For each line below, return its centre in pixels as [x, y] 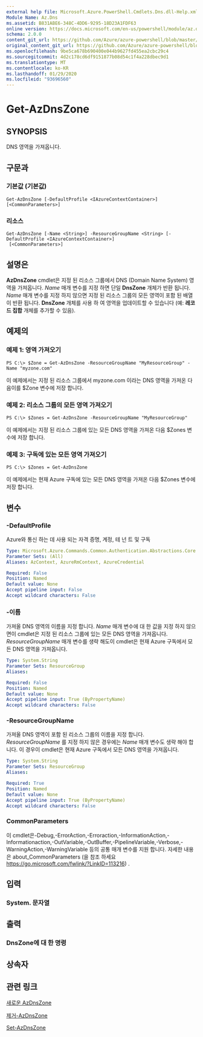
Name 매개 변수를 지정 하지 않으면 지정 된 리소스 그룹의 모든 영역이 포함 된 [94, 295]
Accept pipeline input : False [44, 590]
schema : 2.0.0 [24, 34]
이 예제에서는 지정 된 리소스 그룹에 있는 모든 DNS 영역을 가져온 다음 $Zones [96, 429]
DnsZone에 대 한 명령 [36, 943]
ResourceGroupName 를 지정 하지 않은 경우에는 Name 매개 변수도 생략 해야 [97, 742]
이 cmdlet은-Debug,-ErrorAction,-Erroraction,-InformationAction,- [88, 835]
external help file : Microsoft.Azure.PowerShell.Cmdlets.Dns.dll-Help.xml [102, 12]
